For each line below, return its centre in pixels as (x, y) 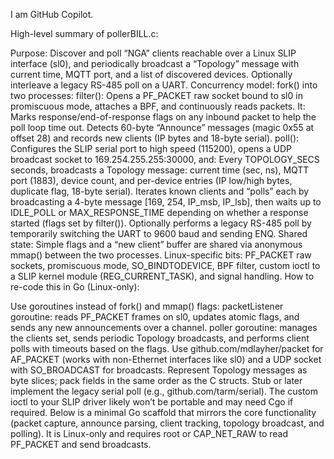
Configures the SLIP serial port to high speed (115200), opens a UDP (151, 148)
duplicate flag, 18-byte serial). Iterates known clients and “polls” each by (160, 191)
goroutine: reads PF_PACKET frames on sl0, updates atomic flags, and (155, 317)
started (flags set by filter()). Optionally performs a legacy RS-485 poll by (161, 223)
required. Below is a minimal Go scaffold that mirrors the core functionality (163, 412)
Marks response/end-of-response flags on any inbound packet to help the (163, 117)
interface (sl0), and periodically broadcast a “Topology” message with (155, 63)
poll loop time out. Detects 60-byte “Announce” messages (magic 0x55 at (162, 127)
